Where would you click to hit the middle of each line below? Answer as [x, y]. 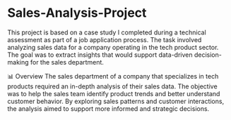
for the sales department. [67, 62]
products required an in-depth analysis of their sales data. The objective [112, 86]
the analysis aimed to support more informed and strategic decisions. [108, 108]
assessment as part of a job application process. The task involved [105, 39]
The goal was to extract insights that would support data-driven [100, 55]
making [18, 62]
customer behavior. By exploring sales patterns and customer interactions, [116, 101]
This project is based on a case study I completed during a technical [107, 32]
